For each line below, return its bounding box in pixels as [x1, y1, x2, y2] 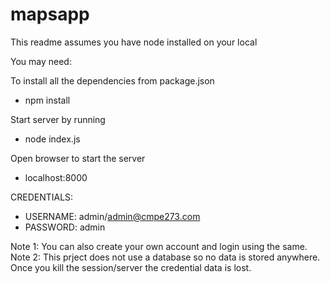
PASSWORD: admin [24, 221, 106, 233]
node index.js [24, 133, 81, 145]
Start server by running [10, 113, 106, 125]
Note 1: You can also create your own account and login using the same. [10, 240, 308, 252]
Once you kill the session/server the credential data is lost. [10, 261, 252, 273]
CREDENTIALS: [10, 191, 74, 203]
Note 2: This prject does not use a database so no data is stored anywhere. [10, 251, 321, 263]
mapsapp [10, 3, 90, 26]
